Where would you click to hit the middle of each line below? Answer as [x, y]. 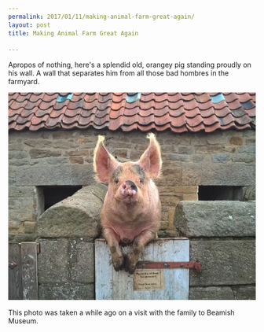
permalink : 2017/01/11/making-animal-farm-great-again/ [101, 17]
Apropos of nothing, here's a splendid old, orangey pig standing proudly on [130, 65]
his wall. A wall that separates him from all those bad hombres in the [119, 73]
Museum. [24, 321]
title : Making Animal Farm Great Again [73, 33]
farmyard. [24, 82]
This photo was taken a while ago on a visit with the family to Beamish [121, 312]
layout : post [29, 25]
